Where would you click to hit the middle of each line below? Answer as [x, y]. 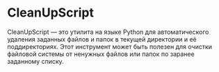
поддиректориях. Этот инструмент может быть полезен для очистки [110, 46]
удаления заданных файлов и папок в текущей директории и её [102, 39]
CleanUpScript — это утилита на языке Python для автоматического [108, 32]
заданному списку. [35, 61]
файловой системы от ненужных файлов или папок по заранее [101, 54]
